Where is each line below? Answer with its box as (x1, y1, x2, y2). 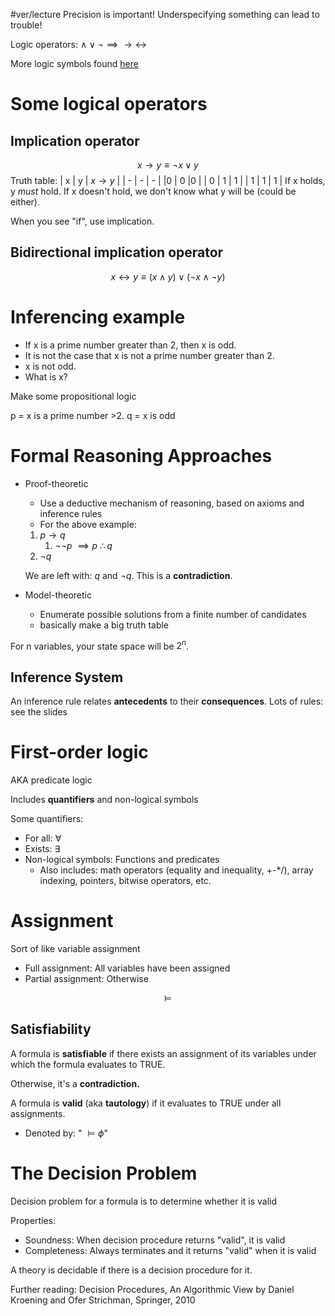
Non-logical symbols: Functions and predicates (24, 854, 220, 866)
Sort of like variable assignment (10, 943, 141, 955)
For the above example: (39, 518, 137, 530)
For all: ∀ (24, 832, 62, 844)
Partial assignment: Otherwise (24, 973, 149, 985)
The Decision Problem (10, 1162, 198, 1185)
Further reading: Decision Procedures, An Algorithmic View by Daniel (10, 1283, 295, 1295)
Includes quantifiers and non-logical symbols (10, 794, 199, 806)
